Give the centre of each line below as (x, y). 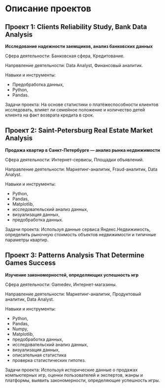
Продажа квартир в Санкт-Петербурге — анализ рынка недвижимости (82, 150)
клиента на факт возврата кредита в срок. (50, 115)
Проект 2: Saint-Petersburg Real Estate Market (79, 130)
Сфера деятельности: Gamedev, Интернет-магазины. (61, 284)
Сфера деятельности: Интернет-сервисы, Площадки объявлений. (74, 159)
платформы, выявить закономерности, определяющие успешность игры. (82, 380)
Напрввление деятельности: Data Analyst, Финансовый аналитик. (74, 65)
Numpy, (20, 329)
